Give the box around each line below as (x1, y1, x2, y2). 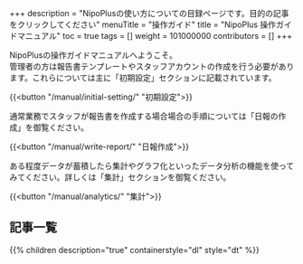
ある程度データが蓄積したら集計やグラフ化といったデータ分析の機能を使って (9, 161, 295, 171)
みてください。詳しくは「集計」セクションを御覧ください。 (9, 172, 232, 183)
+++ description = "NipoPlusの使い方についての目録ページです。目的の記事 (9, 8, 289, 18)
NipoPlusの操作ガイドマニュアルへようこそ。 (9, 50, 178, 61)
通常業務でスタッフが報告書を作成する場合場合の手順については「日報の (9, 111, 279, 121)
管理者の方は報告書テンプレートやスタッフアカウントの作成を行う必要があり (9, 61, 295, 71)
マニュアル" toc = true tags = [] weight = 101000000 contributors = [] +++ (16, 31, 292, 41)
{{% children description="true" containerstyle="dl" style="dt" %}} (9, 244, 260, 255)
